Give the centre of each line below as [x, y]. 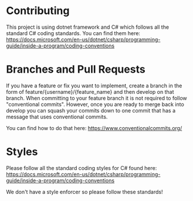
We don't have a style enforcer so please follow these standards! [84, 192]
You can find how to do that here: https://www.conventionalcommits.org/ [94, 128]
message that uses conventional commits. [57, 117]
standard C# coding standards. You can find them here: [73, 33]
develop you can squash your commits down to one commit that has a [91, 110]
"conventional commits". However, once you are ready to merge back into [95, 104]
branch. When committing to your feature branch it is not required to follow [97, 98]
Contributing [38, 11]
